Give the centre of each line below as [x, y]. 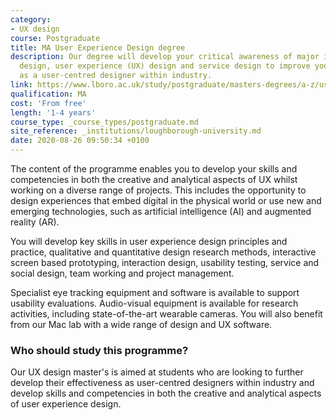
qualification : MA [48, 94]
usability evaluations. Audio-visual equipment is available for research [154, 303]
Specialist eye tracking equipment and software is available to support [155, 292]
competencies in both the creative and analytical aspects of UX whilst [154, 179]
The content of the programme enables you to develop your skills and [154, 169]
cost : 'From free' [48, 103]
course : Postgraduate [55, 38]
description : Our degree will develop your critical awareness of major [165, 57]
